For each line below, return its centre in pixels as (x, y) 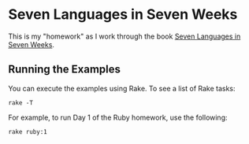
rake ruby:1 (28, 131)
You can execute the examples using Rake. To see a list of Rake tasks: (122, 88)
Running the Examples (64, 70)
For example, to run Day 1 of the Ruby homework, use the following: (118, 117)
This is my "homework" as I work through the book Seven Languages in (124, 36)
